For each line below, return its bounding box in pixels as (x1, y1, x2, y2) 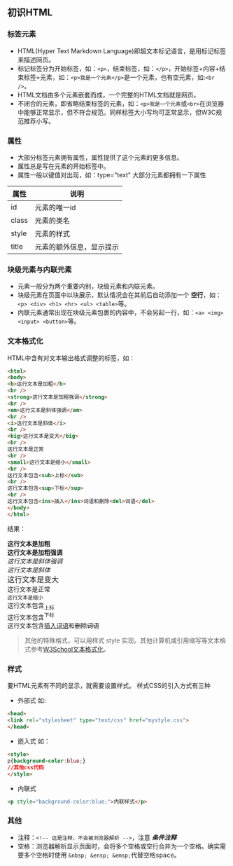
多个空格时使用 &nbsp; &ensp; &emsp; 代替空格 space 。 (23, 851, 181, 859)
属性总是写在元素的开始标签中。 (17, 162, 110, 170)
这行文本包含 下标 (7, 612, 55, 621)
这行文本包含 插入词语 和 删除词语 (7, 621, 99, 630)
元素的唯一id (34, 202, 76, 212)
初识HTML (7, 6, 53, 19)
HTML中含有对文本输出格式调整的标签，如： (7, 353, 136, 362)
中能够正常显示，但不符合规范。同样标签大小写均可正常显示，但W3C (17, 108, 216, 116)
